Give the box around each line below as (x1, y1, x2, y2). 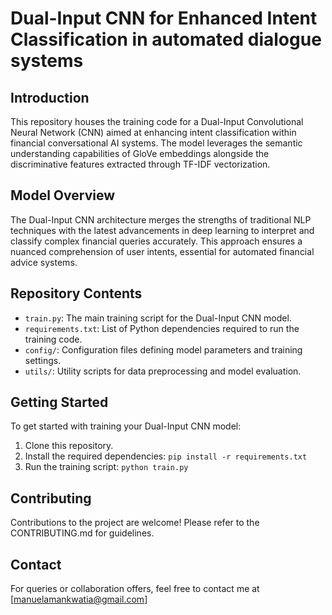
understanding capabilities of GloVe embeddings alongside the (10, 148, 270, 159)
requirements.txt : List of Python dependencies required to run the (24, 322, 300, 334)
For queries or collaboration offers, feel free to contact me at (10, 583, 260, 595)
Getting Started (10, 394, 109, 411)
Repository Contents (10, 285, 143, 302)
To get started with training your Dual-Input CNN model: (10, 420, 242, 432)
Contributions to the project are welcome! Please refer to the (10, 517, 260, 529)
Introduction (10, 89, 90, 106)
